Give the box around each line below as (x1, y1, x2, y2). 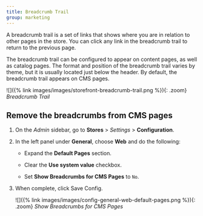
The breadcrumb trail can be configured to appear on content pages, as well (6, 56, 198, 63)
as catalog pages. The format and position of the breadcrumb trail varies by (6, 62, 196, 69)
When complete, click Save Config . (15, 185, 103, 192)
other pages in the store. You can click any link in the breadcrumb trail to (6, 37, 188, 45)
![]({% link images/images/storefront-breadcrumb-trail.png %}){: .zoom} (6, 86, 187, 94)
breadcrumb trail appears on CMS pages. (6, 75, 110, 82)
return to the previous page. (6, 43, 76, 51)
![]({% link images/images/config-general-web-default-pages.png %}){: (15, 197, 196, 204)
